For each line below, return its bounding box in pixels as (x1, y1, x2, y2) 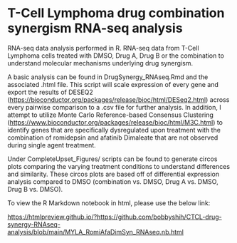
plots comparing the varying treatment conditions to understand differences (7, 162, 230, 170)
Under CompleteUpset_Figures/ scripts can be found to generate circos (7, 155, 218, 163)
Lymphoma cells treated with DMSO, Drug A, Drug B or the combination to (7, 51, 224, 60)
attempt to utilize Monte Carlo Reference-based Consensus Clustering (7, 110, 214, 119)
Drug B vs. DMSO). (7, 185, 63, 193)
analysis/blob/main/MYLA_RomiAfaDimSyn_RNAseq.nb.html (7, 227, 184, 236)
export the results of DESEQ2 (7, 88, 94, 96)
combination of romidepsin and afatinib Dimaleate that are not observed (7, 133, 218, 142)
